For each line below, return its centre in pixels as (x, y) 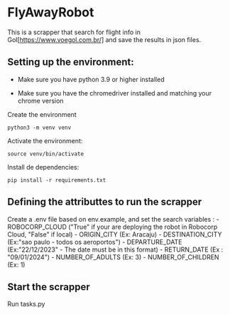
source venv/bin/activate (45, 154)
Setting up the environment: (71, 62)
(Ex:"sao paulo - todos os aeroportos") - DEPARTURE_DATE (95, 242)
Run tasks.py (26, 304)
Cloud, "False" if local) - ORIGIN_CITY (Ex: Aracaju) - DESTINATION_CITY (115, 234)
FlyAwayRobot (51, 12)
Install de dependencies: (43, 167)
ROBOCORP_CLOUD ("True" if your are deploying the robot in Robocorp (113, 227)
